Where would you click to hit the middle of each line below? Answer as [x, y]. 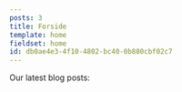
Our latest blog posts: [50, 77]
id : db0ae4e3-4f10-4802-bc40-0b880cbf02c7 [91, 52]
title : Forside [38, 26]
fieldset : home [38, 43]
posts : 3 [26, 18]
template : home [38, 35]
